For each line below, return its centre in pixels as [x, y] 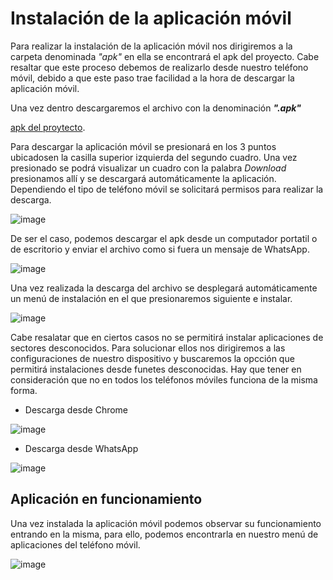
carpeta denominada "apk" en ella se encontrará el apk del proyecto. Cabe [165, 56]
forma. [24, 390]
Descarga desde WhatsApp [81, 448]
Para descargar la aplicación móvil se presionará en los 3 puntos [143, 146]
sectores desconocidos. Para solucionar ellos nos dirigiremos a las [148, 348]
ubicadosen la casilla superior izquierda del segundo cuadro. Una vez [154, 157]
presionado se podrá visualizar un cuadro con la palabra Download [148, 168]
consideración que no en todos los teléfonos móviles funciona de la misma [164, 379]
